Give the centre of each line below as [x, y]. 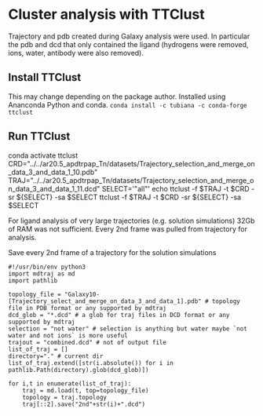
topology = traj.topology [65, 397]
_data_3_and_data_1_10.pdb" [53, 172]
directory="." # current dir [56, 356]
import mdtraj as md [42, 274]
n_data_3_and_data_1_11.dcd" [54, 188]
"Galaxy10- [82, 294]
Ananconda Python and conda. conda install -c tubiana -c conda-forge [128, 104]
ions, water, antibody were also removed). [76, 53]
